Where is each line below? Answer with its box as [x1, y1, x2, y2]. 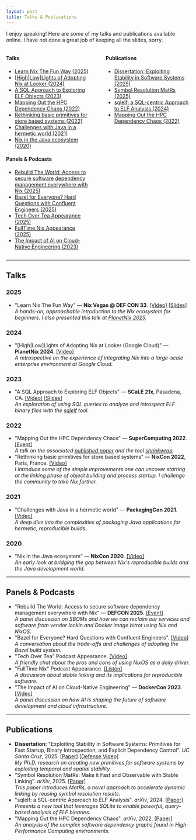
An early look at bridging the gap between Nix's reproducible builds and [14, 559, 188, 566]
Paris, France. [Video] [14, 459, 67, 466]
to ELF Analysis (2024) [114, 105, 169, 112]
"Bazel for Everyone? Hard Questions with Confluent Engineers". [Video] [14, 634, 189, 641]
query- [164, 802, 182, 810]
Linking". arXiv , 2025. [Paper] [14, 777, 86, 784]
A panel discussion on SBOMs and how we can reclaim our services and [14, 615, 190, 623]
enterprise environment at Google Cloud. [14, 360, 113, 367]
